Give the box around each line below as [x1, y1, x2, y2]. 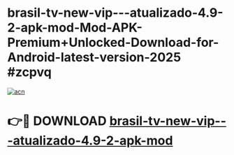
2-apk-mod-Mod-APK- [7, 20, 143, 36]
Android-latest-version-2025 [7, 50, 182, 66]
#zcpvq [7, 64, 52, 80]
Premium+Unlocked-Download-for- [7, 35, 219, 50]
